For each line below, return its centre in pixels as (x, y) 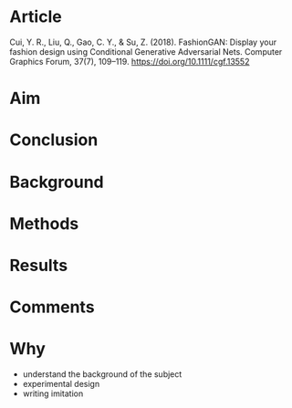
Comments (52, 307)
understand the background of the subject (102, 374)
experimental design (61, 384)
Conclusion (54, 140)
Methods (44, 223)
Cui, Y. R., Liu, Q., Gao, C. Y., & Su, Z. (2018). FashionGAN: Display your (143, 42)
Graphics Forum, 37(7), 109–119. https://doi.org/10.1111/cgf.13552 (130, 61)
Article (36, 17)
